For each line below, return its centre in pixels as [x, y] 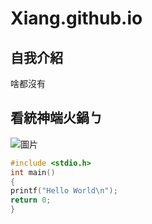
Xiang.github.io [76, 18]
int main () [33, 172]
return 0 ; [31, 200]
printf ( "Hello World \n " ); [64, 191]
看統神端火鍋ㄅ [56, 118]
